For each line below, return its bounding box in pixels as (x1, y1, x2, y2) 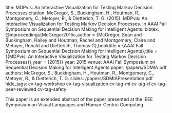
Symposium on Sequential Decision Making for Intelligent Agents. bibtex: (5, 26, 159, 32)
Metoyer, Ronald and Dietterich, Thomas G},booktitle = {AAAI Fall (5, 43, 143, 48)
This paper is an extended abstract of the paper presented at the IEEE (5, 96, 153, 102)
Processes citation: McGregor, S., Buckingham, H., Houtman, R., (5, 10, 141, 16)
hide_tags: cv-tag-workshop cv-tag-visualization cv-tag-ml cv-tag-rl (5, 81, 150, 87)
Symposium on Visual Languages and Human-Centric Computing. (5, 102, 145, 107)
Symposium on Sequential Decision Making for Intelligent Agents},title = (5, 48, 158, 54)
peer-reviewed (5, 86, 37, 92)
